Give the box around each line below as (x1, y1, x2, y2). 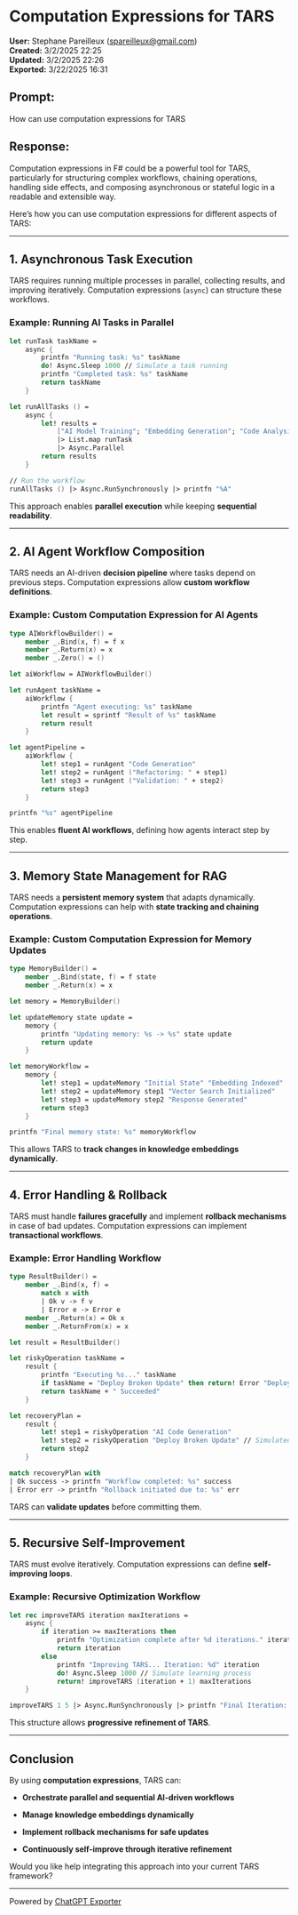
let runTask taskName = (9, 336, 98, 346)
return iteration (56, 1644, 122, 1653)
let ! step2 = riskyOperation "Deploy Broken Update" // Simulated (41, 1436, 292, 1446)
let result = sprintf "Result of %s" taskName (41, 710, 216, 719)
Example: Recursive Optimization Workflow (9, 1590, 201, 1603)
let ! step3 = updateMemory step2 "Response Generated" (41, 1095, 248, 1104)
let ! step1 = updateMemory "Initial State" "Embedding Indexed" (41, 1078, 284, 1088)
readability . (9, 509, 53, 521)
